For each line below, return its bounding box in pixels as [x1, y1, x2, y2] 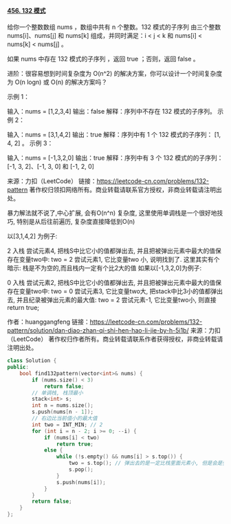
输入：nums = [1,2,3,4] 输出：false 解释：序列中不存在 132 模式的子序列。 [7, 107, 217, 116]
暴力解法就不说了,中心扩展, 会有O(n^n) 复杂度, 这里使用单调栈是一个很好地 [7, 209, 217, 217]
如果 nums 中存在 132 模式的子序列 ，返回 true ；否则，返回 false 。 [7, 55, 199, 63]
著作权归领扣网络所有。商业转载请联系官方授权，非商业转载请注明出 [29, 186, 222, 194]
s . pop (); [68, 466, 94, 473]
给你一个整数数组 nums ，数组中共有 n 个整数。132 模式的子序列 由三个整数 [7, 23, 221, 31]
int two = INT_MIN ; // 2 [32, 421, 103, 428]
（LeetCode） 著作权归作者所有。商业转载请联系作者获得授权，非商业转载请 [7, 335, 223, 344]
